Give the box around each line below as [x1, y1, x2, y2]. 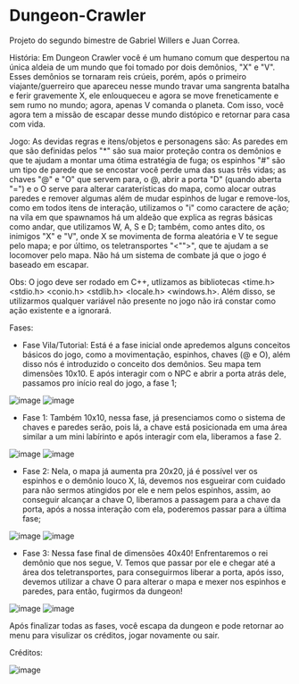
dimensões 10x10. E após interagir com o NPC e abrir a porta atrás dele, [21, 368, 287, 379]
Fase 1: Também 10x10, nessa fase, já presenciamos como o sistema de [21, 412, 286, 422]
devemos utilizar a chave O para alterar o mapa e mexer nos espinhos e [21, 576, 287, 587]
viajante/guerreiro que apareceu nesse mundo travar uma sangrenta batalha [9, 80, 290, 91]
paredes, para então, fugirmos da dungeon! [21, 586, 183, 596]
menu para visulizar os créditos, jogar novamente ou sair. [9, 630, 220, 640]
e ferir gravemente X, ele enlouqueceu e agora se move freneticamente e [9, 90, 279, 101]
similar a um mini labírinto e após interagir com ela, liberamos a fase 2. [21, 430, 282, 442]
